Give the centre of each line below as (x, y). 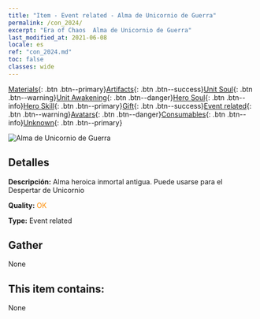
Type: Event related (40, 221)
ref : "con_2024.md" (40, 52)
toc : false (26, 60)
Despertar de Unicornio (46, 190)
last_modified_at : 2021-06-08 (58, 37)
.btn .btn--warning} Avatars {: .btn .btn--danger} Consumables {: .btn (117, 114)
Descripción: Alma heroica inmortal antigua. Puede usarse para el (115, 181)
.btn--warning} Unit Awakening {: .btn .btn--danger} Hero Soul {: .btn (117, 97)
